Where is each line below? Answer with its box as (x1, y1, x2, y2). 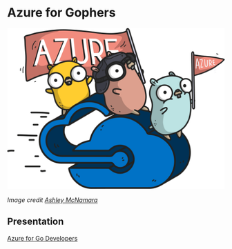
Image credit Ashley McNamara (7, 196, 98, 204)
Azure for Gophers (7, 5, 116, 21)
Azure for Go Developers (7, 234, 78, 242)
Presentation (7, 216, 64, 228)
